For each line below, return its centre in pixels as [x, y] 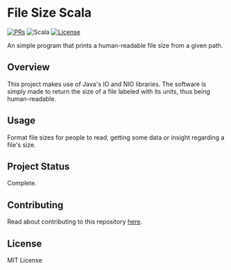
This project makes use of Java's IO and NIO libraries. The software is [107, 84]
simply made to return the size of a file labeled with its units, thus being [109, 91]
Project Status [39, 166]
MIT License [25, 260]
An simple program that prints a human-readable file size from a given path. [115, 45]
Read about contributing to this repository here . [75, 222]
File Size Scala [49, 13]
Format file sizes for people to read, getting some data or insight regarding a [116, 137]
